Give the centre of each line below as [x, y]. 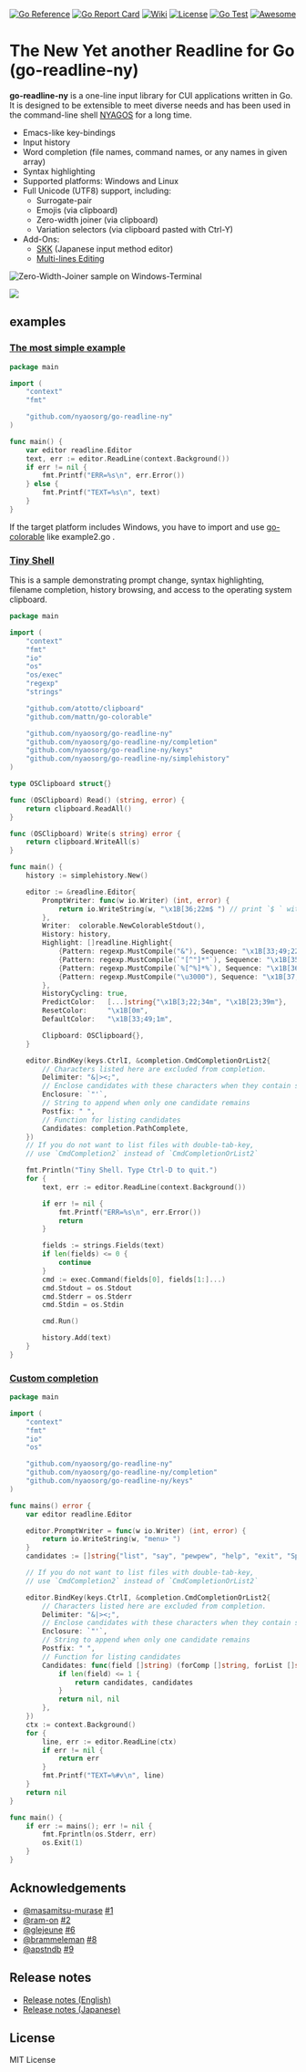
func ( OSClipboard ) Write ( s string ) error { [95, 834]
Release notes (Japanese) [71, 2009]
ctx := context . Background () [81, 1725]
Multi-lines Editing [70, 258]
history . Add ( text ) [77, 1338]
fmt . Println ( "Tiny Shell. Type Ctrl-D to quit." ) [122, 1171]
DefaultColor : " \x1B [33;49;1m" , [107, 1020]
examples [38, 322]
